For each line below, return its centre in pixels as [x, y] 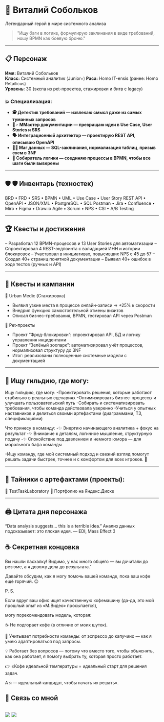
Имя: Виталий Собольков [32, 73]
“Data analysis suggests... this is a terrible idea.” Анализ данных [70, 526]
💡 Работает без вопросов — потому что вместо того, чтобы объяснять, [80, 650]
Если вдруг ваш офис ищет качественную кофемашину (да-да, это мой [80, 600]
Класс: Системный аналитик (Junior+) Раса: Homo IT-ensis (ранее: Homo [82, 78]
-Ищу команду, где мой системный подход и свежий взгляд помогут [77, 454]
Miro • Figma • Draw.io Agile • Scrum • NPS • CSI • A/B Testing [70, 208]
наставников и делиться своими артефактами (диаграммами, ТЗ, [74, 413]
